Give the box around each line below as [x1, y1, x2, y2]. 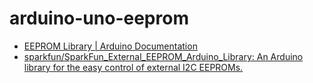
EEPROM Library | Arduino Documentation [23, 40, 198, 52]
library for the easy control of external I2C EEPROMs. [23, 61, 244, 73]
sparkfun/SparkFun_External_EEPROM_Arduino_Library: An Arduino [23, 50, 304, 62]
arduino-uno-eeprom [9, 7, 189, 30]
